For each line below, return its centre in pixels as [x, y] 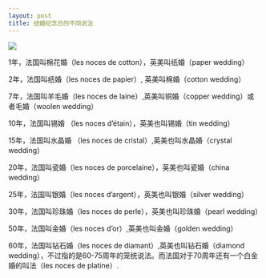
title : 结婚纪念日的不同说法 [51, 23]
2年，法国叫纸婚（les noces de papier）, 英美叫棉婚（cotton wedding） [127, 79]
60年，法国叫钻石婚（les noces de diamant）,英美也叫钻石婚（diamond [127, 245]
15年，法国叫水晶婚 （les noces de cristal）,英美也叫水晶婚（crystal [120, 140]
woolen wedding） [67, 106]
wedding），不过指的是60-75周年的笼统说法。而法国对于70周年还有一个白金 [133, 255]
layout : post [30, 16]
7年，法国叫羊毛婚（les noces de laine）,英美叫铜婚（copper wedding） [128, 96]
